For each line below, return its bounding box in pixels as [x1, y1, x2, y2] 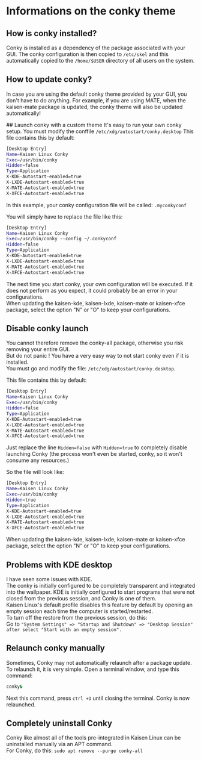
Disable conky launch [6, 323, 89, 334]
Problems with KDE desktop [6, 559, 113, 570]
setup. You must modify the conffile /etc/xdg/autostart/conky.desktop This [6, 128, 194, 135]
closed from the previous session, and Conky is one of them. [6, 594, 157, 602]
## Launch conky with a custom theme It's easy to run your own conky [6, 121, 182, 128]
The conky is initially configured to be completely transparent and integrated [6, 582, 196, 589]
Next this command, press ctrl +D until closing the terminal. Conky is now [6, 694, 190, 702]
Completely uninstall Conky [6, 718, 113, 729]
